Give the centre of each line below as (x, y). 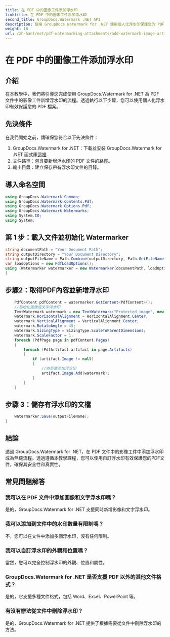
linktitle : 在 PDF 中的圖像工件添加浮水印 (46, 15)
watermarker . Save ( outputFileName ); (52, 417)
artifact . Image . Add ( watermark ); (75, 373)
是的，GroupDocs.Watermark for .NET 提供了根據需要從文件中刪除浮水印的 (83, 623)
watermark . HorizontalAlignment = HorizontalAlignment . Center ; (81, 316)
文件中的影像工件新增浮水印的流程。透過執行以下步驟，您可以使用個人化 (80, 100)
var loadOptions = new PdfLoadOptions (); (50, 264)
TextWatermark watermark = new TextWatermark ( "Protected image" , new (89, 312)
